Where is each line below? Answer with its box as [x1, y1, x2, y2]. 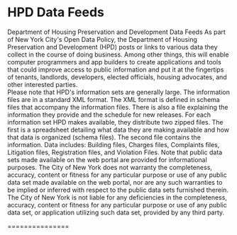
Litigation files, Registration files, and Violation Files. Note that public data [7, 148, 223, 156]
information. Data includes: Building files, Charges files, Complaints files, [7, 140, 220, 149]
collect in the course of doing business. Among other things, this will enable [7, 50, 229, 59]
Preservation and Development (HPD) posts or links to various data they [7, 42, 218, 51]
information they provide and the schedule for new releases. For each [7, 110, 211, 119]
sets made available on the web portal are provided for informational [7, 155, 207, 164]
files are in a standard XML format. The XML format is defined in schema [7, 95, 220, 103]
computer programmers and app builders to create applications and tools [7, 57, 221, 66]
